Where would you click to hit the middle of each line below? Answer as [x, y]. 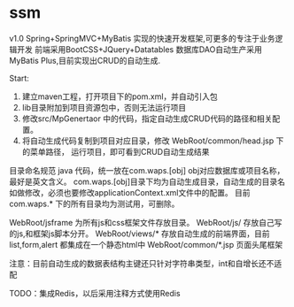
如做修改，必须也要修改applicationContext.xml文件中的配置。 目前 [130, 192]
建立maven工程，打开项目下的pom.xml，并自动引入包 [120, 96]
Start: [19, 78]
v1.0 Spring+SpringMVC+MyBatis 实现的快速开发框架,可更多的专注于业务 [143, 38]
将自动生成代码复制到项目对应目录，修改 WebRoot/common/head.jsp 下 [153, 141]
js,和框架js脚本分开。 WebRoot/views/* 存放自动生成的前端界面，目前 [143, 234]
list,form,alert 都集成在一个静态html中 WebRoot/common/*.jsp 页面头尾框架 [146, 244]
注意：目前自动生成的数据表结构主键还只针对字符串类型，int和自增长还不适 [146, 263]
